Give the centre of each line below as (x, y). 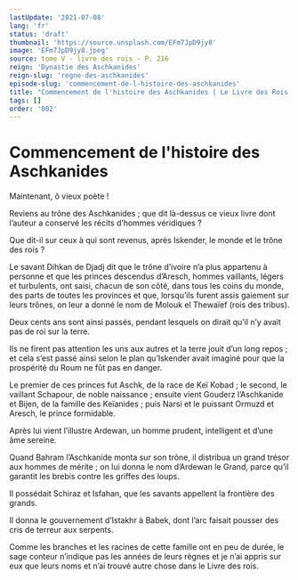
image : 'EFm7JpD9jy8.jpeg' (59, 51)
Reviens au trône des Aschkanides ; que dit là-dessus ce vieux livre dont (142, 214)
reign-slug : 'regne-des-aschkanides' (79, 76)
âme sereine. (33, 440)
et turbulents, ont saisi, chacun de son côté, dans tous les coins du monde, (147, 286)
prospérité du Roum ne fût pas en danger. (86, 368)
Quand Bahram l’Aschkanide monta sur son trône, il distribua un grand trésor (149, 457)
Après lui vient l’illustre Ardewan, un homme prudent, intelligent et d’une (141, 431)
